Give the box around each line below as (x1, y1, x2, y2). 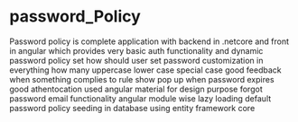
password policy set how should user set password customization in (9, 55, 264, 65)
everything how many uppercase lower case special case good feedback (9, 65, 282, 75)
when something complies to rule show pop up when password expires (9, 74, 275, 84)
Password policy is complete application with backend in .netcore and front (9, 36, 290, 47)
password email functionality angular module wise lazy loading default (9, 92, 272, 104)
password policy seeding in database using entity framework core (9, 102, 256, 113)
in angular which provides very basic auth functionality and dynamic (9, 45, 264, 56)
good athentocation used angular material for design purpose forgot (9, 83, 264, 94)
